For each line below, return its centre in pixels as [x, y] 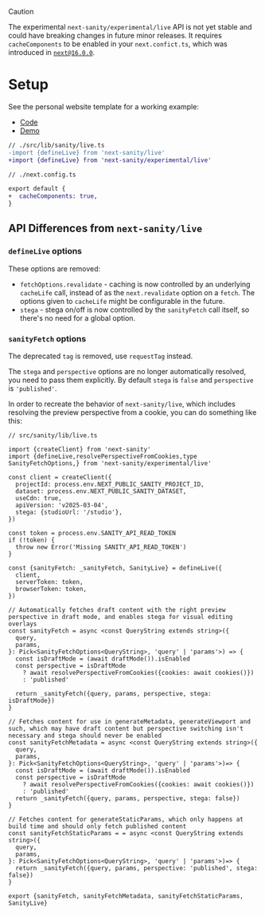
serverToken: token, [49, 582]
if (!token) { [32, 540]
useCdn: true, [39, 499]
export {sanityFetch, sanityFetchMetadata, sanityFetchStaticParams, [126, 897]
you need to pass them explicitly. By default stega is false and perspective [131, 380]
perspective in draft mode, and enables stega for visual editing [121, 617]
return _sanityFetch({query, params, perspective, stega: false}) [128, 799]
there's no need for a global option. [78, 317]
